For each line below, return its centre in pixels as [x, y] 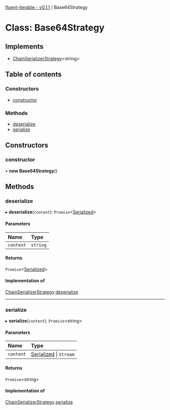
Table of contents [33, 75]
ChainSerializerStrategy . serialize [39, 402]
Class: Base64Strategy [55, 28]
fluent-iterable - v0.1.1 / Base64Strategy [46, 7]
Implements [25, 46]
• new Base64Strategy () [31, 171]
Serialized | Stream [53, 354]
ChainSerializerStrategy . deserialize [42, 292]
